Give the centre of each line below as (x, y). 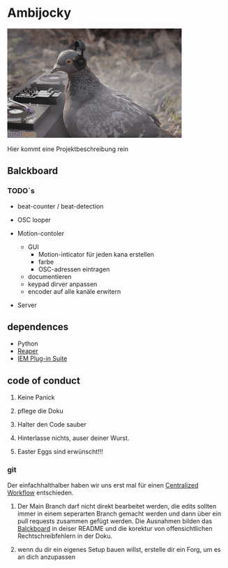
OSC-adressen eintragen (74, 269)
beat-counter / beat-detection (60, 206)
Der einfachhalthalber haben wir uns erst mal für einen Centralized (103, 485)
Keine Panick (36, 397)
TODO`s (21, 191)
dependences (38, 327)
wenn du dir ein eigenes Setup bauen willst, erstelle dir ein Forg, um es (119, 549)
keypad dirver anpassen (62, 284)
